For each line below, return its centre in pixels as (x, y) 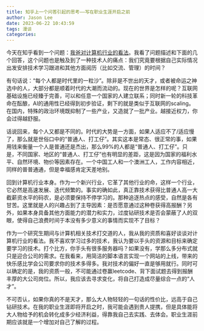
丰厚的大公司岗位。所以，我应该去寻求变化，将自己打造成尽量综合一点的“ (98, 279)
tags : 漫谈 (19, 29)
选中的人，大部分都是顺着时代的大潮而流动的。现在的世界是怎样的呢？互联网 (102, 88)
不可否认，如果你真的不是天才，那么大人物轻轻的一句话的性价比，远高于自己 (102, 299)
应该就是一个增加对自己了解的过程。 (56, 322)
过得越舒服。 (27, 118)
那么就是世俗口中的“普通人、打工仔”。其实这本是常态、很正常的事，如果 (107, 139)
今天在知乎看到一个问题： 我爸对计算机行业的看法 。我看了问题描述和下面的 (99, 53)
